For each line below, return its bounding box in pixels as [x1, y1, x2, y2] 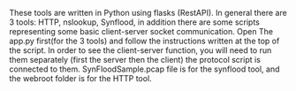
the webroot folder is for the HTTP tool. [9, 73, 152, 83]
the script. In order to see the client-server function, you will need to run [9, 45, 272, 56]
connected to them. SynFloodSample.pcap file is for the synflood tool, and [9, 64, 280, 74]
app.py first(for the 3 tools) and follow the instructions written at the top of [9, 35, 280, 46]
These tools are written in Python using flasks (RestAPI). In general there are [9, 8, 287, 18]
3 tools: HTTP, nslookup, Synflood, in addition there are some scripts [9, 17, 261, 27]
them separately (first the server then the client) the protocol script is [9, 55, 261, 64]
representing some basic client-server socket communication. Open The [9, 27, 274, 36]
